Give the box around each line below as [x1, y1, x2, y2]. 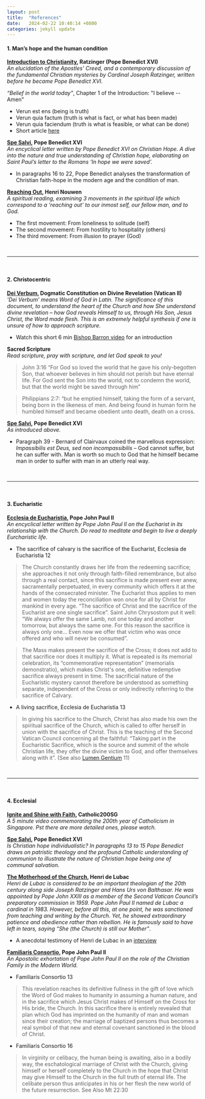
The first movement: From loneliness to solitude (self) [15, 220, 150, 227]
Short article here [15, 127, 60, 135]
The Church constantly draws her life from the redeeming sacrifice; [21, 563, 191, 571]
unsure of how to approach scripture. [7, 321, 101, 329]
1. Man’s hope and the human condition [7, 44, 108, 52]
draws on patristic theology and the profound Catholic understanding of [7, 849, 189, 856]
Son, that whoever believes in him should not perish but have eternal [21, 370, 194, 377]
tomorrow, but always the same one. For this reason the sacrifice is [21, 622, 190, 629]
